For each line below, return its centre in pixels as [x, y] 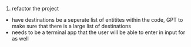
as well [20, 38]
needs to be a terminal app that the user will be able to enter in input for [98, 32]
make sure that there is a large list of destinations [71, 26]
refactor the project [35, 9]
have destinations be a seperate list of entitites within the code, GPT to [97, 20]
